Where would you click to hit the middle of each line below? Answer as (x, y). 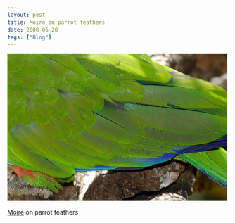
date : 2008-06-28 (33, 30)
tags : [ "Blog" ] (30, 37)
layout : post (26, 15)
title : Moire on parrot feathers (56, 22)
